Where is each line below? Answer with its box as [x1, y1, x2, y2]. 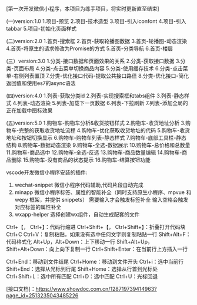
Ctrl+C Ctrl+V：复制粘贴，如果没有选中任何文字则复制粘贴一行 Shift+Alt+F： [6, 231, 191, 238]
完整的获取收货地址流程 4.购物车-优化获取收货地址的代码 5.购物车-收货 [18, 127, 190, 134]
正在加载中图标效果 [6, 107, 53, 114]
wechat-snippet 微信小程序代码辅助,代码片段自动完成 [14, 182, 143, 188]
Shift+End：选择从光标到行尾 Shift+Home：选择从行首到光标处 [6, 265, 158, 273]
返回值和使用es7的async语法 [6, 80, 76, 87]
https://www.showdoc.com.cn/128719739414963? [35, 286, 157, 292]
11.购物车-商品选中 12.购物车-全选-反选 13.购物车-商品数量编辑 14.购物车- [6, 149, 182, 156]
